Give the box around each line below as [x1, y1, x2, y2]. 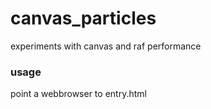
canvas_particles [10, 7, 157, 30]
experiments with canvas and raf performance [10, 40, 202, 52]
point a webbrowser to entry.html [10, 88, 147, 100]
